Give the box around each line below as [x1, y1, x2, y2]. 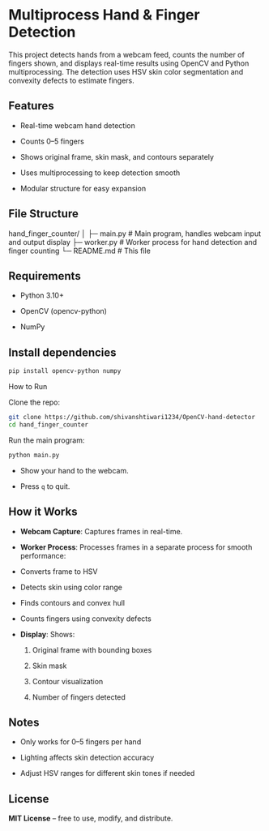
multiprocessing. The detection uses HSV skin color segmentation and [8, 66, 244, 76]
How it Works [8, 505, 78, 519]
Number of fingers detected [32, 692, 126, 702]
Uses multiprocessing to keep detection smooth [19, 168, 181, 178]
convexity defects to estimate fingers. [8, 75, 135, 85]
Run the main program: [8, 435, 85, 445]
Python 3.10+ [19, 290, 65, 301]
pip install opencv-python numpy [8, 367, 122, 375]
